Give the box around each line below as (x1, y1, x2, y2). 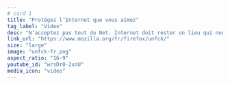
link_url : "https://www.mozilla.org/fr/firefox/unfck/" (7, 36, 170, 42)
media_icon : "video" (7, 67, 66, 74)
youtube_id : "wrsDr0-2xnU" (7, 61, 84, 68)
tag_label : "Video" (7, 23, 63, 29)
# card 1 (7, 10, 32, 17)
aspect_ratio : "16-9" (7, 55, 69, 62)
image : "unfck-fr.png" (7, 49, 72, 56)
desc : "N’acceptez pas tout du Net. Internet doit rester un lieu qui (7, 29, 213, 36)
